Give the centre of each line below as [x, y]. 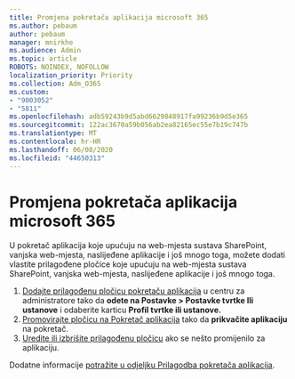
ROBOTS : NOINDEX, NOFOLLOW [59, 68]
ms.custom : [29, 92]
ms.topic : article [43, 59]
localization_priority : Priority [71, 76]
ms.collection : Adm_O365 [55, 84]
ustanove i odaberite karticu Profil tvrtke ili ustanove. [122, 310]
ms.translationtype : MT [53, 133]
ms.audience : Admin [45, 51]
